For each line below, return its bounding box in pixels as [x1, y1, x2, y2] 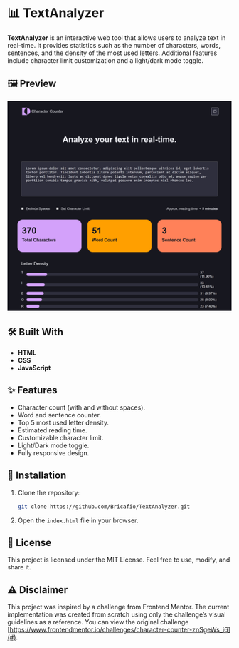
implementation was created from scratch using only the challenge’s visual [7, 610, 226, 619]
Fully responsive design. [17, 448, 90, 457]
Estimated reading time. [17, 425, 87, 435]
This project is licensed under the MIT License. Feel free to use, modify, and [7, 555, 230, 564]
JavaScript [17, 364, 51, 373]
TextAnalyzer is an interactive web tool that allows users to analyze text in [7, 33, 226, 42]
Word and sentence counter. [17, 410, 102, 419]
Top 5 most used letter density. [17, 418, 109, 427]
